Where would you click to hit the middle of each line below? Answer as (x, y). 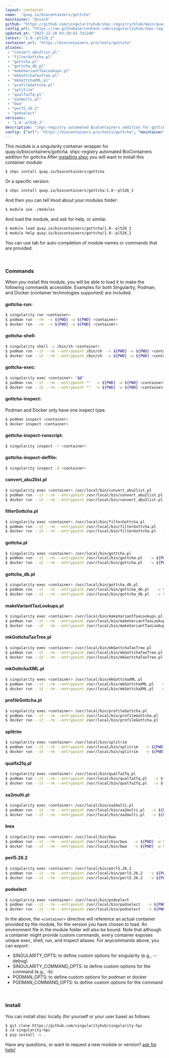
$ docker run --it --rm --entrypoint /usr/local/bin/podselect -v (78, 910)
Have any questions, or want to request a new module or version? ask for (81, 1045)
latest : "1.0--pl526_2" (30, 38)
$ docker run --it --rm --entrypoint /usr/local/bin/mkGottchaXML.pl (80, 689)
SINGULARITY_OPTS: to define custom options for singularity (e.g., (82, 955)
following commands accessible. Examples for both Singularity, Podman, (80, 287)
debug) (20, 961)
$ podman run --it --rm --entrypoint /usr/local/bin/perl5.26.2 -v (80, 873)
